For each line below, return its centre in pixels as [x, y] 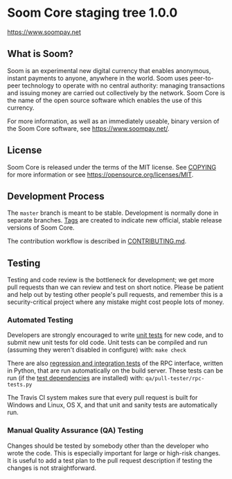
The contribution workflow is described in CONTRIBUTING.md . [97, 241]
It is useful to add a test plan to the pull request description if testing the [110, 460]
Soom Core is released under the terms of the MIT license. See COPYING [112, 167]
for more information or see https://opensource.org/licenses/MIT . [100, 174]
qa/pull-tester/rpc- [175, 379]
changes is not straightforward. [52, 468]
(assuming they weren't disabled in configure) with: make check [97, 350]
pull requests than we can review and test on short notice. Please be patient [115, 287]
